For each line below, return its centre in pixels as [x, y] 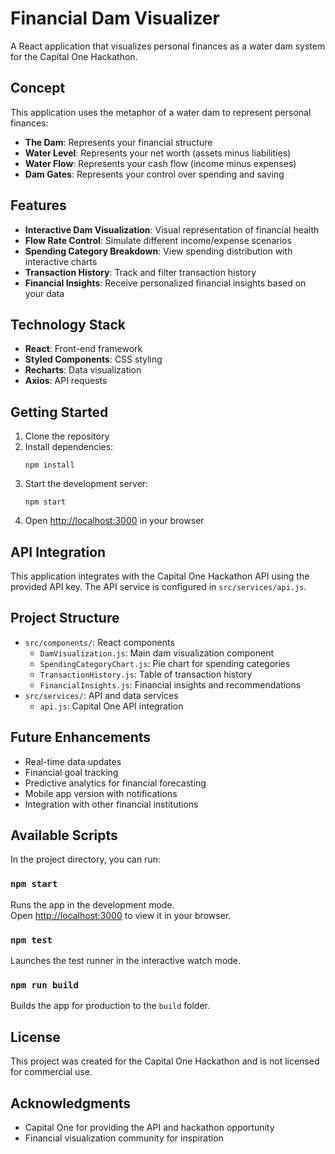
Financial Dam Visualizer [115, 18]
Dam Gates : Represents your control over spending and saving [154, 174]
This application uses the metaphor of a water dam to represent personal [161, 112]
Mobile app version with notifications [101, 793]
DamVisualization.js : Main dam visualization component [156, 653]
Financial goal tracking [71, 772]
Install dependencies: [69, 447]
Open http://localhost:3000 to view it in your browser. [121, 915]
